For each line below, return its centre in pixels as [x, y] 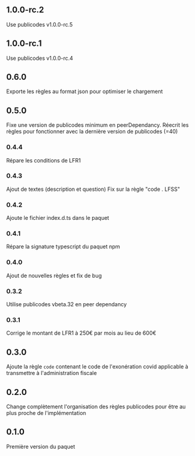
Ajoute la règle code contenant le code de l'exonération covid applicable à [97, 367]
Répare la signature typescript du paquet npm [63, 246]
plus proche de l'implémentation [46, 413]
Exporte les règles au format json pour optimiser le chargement [85, 92]
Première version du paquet [41, 446]
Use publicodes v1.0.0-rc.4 [40, 58]
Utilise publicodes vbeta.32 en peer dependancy [67, 304]
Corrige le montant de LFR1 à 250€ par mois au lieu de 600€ [81, 333]
